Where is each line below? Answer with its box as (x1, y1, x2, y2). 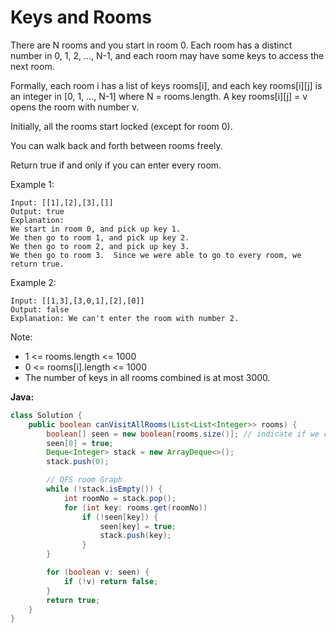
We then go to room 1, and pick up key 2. (10, 232, 190, 243)
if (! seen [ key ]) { (81, 512, 159, 522)
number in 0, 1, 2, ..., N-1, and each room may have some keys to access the (10, 49, 325, 61)
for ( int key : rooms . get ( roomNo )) (63, 502, 208, 513)
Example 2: (10, 276, 57, 288)
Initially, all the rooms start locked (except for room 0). (10, 120, 233, 132)
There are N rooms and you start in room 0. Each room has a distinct (10, 39, 293, 51)
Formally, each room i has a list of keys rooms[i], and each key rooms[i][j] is (10, 79, 323, 91)
